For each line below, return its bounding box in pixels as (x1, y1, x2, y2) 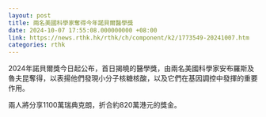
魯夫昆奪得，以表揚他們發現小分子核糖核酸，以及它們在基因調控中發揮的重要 (8, 74, 258, 83)
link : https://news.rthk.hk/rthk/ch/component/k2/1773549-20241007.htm (8, 33, 249, 42)
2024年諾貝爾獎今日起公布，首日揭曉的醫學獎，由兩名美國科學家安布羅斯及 (8, 64, 255, 74)
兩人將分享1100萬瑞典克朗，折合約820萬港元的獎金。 (8, 100, 182, 110)
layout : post (8, 11, 51, 20)
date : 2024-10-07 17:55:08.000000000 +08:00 (8, 26, 158, 34)
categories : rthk (8, 41, 66, 49)
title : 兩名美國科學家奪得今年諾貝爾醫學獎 (8, 19, 134, 27)
